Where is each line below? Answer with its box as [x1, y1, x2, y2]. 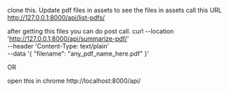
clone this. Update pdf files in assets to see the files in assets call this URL [7, 6, 223, 14]
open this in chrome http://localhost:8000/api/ [7, 77, 141, 85]
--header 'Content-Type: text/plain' [7, 42, 110, 50]
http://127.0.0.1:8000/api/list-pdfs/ [7, 13, 105, 22]
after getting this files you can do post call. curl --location [7, 27, 174, 35]
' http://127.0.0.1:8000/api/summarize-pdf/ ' [7, 34, 129, 43]
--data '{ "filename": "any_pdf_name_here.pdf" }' [7, 49, 150, 58]
